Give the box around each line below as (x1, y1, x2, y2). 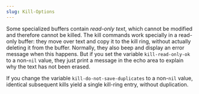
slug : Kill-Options (6, 8, 55, 15)
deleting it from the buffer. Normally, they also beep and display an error (6, 44, 185, 51)
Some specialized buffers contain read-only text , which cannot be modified (6, 25, 193, 32)
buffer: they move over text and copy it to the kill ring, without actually (17, 37, 191, 45)
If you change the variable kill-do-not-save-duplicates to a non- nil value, (6, 74, 193, 82)
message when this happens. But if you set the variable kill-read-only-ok (6, 50, 191, 57)
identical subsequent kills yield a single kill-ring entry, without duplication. (6, 81, 189, 88)
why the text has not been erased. (6, 63, 91, 70)
